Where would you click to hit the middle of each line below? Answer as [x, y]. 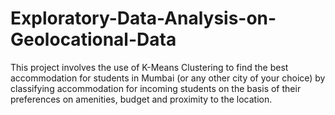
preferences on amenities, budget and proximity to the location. [141, 99]
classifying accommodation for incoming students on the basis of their [156, 88]
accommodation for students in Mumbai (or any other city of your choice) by [168, 78]
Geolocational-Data [93, 39]
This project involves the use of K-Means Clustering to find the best [149, 67]
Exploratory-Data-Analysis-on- [143, 18]
